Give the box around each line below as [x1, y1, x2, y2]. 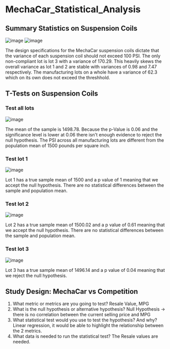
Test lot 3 [5, 245, 29, 252]
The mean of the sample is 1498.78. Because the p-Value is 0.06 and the [5, 126, 158, 132]
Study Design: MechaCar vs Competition [5, 287, 138, 296]
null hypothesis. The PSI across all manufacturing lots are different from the [5, 137, 164, 143]
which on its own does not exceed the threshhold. [5, 75, 110, 80]
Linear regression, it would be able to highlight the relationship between [12, 322, 164, 329]
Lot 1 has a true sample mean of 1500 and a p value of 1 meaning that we [5, 176, 158, 182]
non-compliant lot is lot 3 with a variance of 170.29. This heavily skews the [5, 58, 162, 64]
